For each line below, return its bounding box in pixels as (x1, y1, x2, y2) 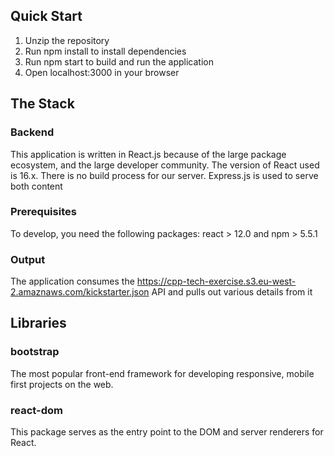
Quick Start (10, 8, 83, 25)
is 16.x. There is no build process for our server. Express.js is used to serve (10, 169, 319, 181)
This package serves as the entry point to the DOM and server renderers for (10, 426, 324, 438)
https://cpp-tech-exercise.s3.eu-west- (136, 275, 297, 288)
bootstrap (10, 345, 60, 359)
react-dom (10, 403, 63, 417)
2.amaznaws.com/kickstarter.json (10, 286, 150, 298)
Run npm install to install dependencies (24, 45, 187, 57)
